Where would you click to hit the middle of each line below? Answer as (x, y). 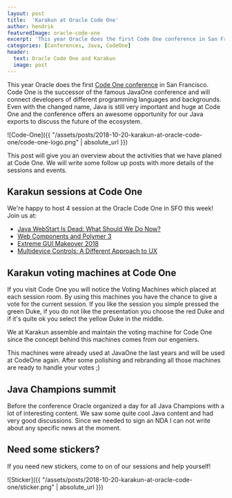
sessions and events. (37, 170)
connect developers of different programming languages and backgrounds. (114, 99)
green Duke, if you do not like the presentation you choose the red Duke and (116, 312)
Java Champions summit (61, 389)
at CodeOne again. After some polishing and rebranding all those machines (114, 361)
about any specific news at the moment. (64, 428)
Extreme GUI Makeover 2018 (58, 244)
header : (18, 52)
